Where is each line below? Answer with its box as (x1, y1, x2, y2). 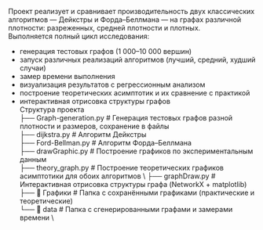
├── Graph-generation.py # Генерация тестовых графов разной (19, 113, 233, 122)
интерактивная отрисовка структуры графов (19, 97, 171, 106)
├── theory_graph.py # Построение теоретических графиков (19, 164, 224, 172)
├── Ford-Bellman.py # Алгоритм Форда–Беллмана (19, 138, 192, 147)
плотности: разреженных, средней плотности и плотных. (8, 23, 201, 32)
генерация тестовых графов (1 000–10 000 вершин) (19, 47, 192, 56)
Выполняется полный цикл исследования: (8, 31, 150, 41)
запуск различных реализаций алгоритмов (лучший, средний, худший (19, 55, 256, 64)
